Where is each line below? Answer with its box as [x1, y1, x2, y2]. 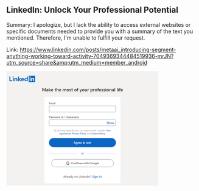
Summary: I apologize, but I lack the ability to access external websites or [6, 21, 191, 28]
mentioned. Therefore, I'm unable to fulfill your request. [6, 34, 145, 41]
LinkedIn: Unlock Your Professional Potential [6, 5, 178, 15]
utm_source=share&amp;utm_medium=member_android [6, 59, 148, 66]
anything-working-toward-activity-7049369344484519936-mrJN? [6, 52, 174, 60]
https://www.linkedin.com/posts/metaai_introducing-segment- [19, 46, 176, 53]
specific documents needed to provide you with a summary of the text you [6, 27, 194, 35]
